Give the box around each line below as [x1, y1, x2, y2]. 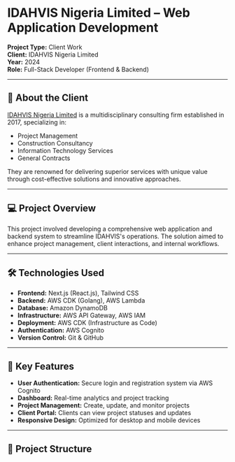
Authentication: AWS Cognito [17, 326, 105, 335]
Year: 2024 [7, 57, 41, 66]
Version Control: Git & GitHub [17, 333, 104, 342]
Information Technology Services [17, 146, 113, 154]
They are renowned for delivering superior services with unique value [7, 167, 208, 175]
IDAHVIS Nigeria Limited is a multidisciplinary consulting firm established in [7, 110, 225, 119]
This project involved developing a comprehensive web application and [7, 224, 213, 233]
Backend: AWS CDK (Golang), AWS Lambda [17, 296, 145, 305]
